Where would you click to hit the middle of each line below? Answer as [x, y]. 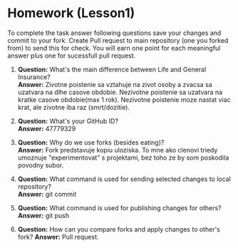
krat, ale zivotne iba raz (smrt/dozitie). [74, 107]
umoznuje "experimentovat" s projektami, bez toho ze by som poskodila [123, 157]
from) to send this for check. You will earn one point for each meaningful [114, 48]
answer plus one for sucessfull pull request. [72, 56]
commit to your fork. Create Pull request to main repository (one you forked [118, 40]
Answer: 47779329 [47, 128]
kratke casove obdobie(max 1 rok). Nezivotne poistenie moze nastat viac [124, 99]
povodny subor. [41, 165]
